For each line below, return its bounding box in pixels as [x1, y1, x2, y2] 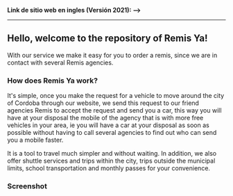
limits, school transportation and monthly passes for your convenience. [7, 164, 210, 172]
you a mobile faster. [7, 136, 64, 145]
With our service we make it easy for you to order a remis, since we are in [7, 51, 218, 59]
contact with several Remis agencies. [7, 58, 114, 67]
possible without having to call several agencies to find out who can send [7, 129, 217, 137]
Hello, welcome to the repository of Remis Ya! [7, 33, 208, 44]
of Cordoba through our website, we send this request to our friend [7, 99, 200, 107]
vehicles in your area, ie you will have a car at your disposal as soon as [7, 121, 209, 129]
